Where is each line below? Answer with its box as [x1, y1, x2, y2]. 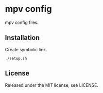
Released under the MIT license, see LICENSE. [5, 82, 99, 88]
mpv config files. [5, 19, 39, 25]
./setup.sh [5, 56, 27, 61]
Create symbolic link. [5, 46, 47, 52]
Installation [5, 34, 40, 42]
